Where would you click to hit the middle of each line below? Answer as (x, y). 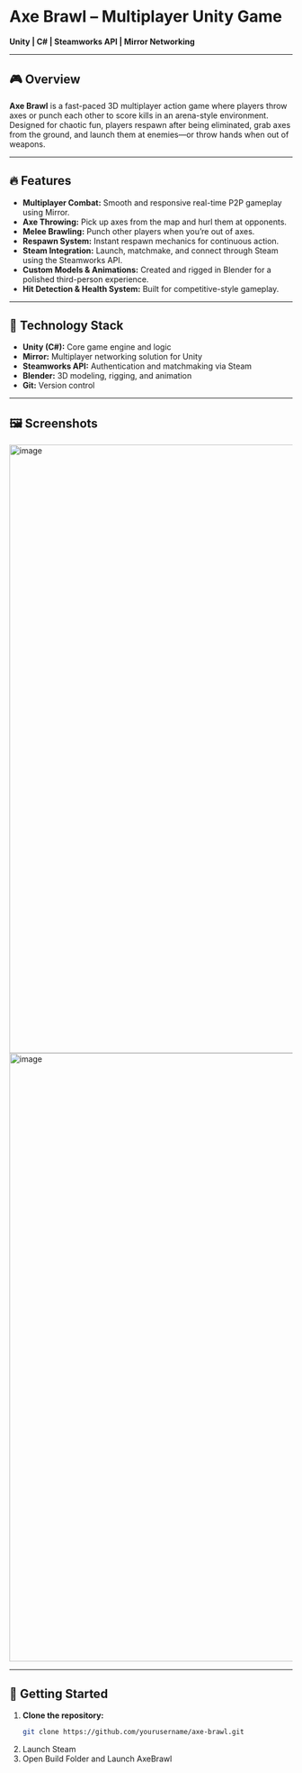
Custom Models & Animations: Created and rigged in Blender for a (147, 270)
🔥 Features (40, 181)
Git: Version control (58, 386)
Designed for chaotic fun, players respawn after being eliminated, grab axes (150, 124)
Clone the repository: (63, 1715)
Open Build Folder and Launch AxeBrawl (97, 1759)
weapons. (28, 144)
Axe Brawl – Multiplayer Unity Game (146, 17)
